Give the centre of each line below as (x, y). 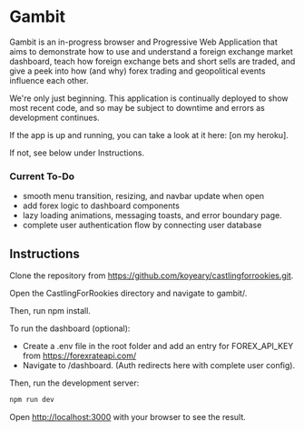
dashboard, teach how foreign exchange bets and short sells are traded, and (152, 61)
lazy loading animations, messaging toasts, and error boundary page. (152, 215)
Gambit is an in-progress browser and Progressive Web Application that (144, 42)
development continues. (54, 117)
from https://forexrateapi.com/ (79, 356)
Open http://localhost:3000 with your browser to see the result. (128, 416)
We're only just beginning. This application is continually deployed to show (149, 98)
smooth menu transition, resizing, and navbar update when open (143, 196)
